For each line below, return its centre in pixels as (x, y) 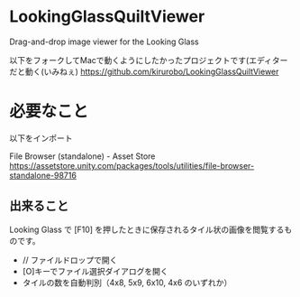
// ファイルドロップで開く (70, 260)
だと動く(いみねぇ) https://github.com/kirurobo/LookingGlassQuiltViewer (144, 71)
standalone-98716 (43, 175)
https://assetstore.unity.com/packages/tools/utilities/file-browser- (132, 165)
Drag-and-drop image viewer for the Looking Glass (105, 42)
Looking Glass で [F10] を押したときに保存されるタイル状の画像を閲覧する (147, 229)
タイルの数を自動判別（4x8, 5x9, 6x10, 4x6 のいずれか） (127, 283)
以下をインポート (41, 138)
